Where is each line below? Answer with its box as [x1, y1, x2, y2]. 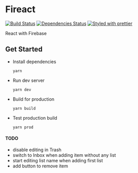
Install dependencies [12, 59, 57, 65]
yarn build [12, 106, 36, 111]
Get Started [5, 45, 43, 54]
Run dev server [12, 77, 45, 83]
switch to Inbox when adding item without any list [12, 152, 116, 158]
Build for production [12, 96, 55, 102]
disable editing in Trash [12, 147, 62, 153]
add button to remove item [12, 163, 68, 169]
